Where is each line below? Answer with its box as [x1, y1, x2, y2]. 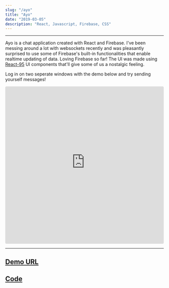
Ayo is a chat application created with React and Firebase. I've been [5, 40, 146, 46]
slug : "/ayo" [5, 7, 33, 13]
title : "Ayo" [5, 12, 33, 17]
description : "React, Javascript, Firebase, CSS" [5, 21, 112, 27]
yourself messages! [5, 77, 46, 83]
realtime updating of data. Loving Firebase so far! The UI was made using [5, 56, 157, 62]
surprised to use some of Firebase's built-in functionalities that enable [5, 51, 151, 57]
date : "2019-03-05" [5, 17, 46, 22]
